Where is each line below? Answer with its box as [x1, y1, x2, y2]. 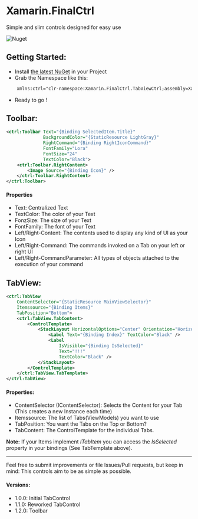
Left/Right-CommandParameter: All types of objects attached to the [14, 254, 179, 262]
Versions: [6, 481, 31, 488]
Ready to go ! [14, 96, 47, 103]
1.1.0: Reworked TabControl [14, 501, 81, 508]
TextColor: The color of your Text [14, 211, 95, 218]
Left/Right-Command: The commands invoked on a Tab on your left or [14, 242, 186, 249]
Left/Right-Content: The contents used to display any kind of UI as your [14, 229, 189, 237]
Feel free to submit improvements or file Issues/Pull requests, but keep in [6, 462, 184, 469]
